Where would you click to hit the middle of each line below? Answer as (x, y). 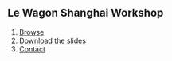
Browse (31, 32)
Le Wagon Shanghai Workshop (86, 13)
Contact (32, 49)
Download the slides (53, 40)
